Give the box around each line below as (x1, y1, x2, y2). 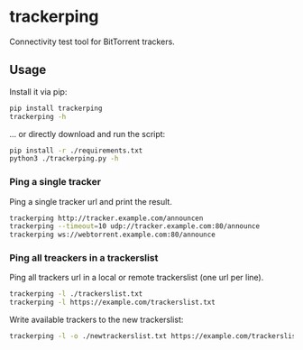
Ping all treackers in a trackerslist (9, 252, 159, 264)
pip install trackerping (9, 104, 103, 113)
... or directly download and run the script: (9, 128, 166, 139)
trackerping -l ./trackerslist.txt (9, 290, 143, 299)
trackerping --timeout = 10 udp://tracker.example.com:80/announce (9, 222, 260, 231)
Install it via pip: (9, 86, 68, 97)
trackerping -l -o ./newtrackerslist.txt (9, 332, 168, 341)
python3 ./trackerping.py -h (9, 154, 119, 163)
